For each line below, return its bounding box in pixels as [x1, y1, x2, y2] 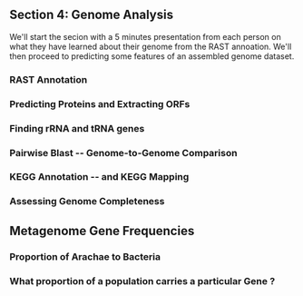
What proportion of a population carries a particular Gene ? [9, 274, 276, 287]
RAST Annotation [9, 73, 88, 85]
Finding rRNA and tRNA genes [9, 122, 145, 134]
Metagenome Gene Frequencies [9, 222, 195, 239]
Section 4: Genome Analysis [9, 7, 174, 23]
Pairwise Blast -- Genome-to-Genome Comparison [9, 146, 238, 159]
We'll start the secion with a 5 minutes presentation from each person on [9, 31, 281, 42]
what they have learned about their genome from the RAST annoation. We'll [9, 41, 292, 52]
